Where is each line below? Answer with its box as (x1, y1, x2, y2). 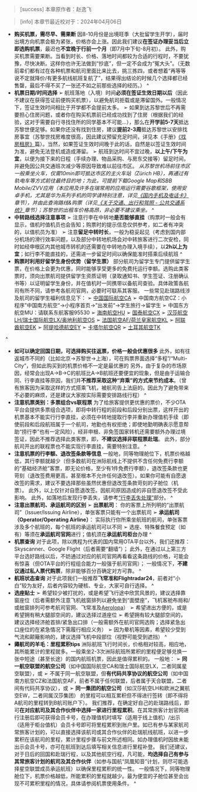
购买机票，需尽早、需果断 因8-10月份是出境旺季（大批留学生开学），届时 (13, 30, 189, 38)
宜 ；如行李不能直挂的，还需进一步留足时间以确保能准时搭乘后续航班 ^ (13, 250, 183, 257)
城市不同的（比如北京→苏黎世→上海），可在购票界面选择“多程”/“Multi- (19, 355, 188, 362)
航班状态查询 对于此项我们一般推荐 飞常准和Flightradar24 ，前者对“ (13, 575, 175, 582)
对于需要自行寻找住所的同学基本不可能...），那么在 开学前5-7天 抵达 (29, 118, 189, 125)
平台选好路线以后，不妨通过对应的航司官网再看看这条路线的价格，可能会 (13, 553, 189, 559)
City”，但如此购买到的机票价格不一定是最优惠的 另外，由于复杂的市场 (13, 362, 182, 369)
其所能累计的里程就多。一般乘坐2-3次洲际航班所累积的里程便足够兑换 (13, 648, 182, 655)
